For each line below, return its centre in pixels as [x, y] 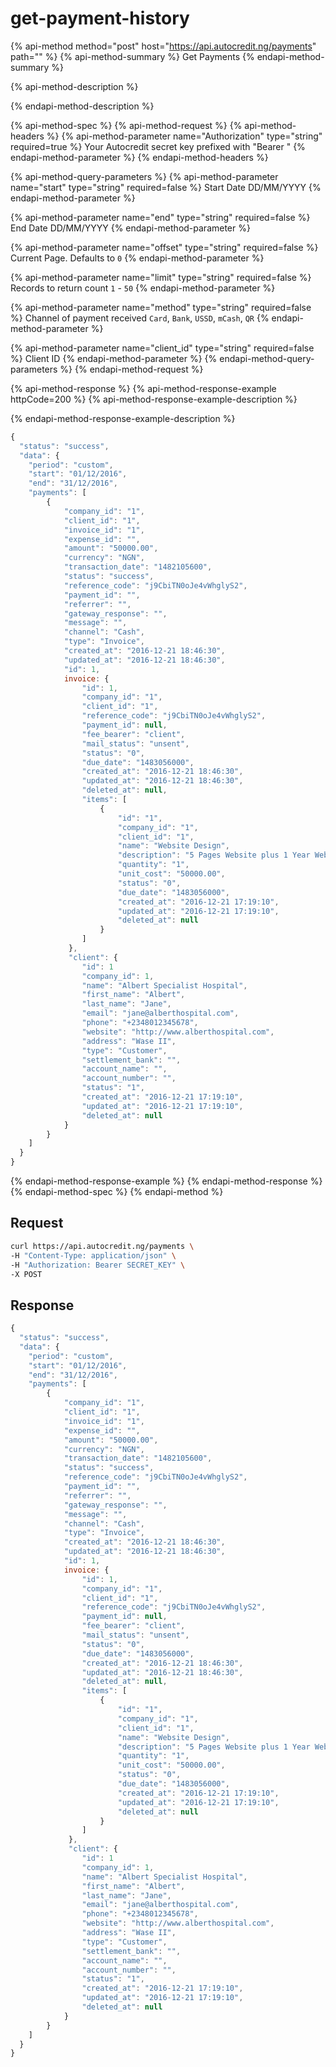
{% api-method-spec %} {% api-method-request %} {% [126, 125]
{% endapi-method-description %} [82, 106]
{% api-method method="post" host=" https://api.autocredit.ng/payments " [163, 46]
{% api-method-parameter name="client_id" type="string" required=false [162, 348]
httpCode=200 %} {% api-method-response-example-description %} [154, 399]
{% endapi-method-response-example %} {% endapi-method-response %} [166, 1181]
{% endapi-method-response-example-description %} [123, 418]
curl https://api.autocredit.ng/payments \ [102, 1246]
